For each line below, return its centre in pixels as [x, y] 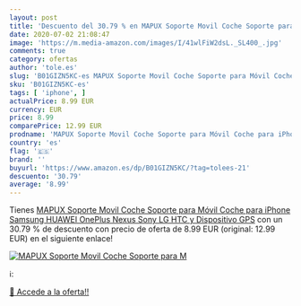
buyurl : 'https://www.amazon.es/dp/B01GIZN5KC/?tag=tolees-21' [130, 168]
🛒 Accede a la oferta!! [49, 292]
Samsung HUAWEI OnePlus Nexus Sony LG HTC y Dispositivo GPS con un [146, 220]
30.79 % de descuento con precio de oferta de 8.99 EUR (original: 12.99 [142, 229]
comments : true [38, 51]
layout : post [34, 17]
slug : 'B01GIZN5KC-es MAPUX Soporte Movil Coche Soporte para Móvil [140, 76]
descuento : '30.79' [46, 176]
